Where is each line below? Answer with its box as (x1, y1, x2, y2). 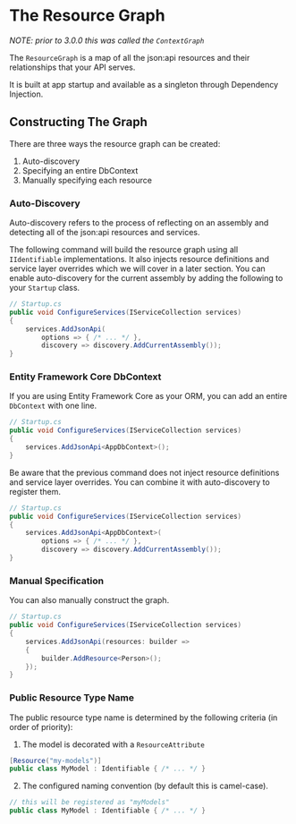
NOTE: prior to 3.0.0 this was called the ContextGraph (9, 35, 205, 46)
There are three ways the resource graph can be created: (9, 138, 221, 149)
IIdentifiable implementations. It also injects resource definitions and (9, 254, 270, 265)
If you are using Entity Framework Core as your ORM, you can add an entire (9, 391, 288, 402)
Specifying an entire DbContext (21, 165, 139, 175)
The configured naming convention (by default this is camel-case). (21, 780, 268, 792)
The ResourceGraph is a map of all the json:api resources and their (9, 52, 250, 63)
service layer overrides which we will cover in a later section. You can (9, 263, 266, 274)
